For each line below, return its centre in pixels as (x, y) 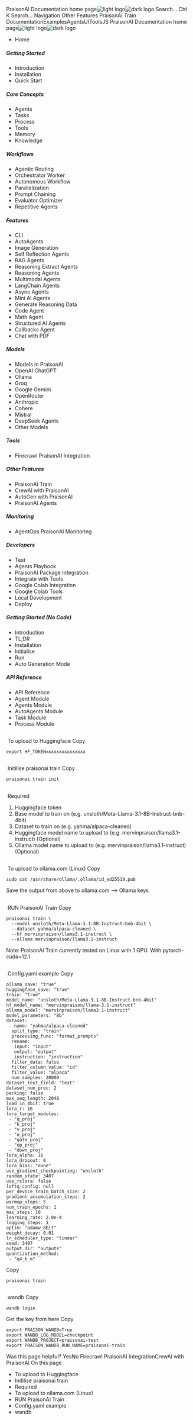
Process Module (35, 724)
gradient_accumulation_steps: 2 (46, 1197)
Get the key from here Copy (40, 1319)
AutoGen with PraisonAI (43, 497)
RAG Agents (29, 260)
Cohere (24, 408)
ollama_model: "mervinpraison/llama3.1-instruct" (68, 1010)
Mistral (23, 414)
